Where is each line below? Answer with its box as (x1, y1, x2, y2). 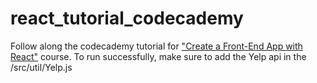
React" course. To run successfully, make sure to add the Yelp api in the (10, 50, 307, 62)
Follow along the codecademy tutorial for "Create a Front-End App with (10, 40, 303, 52)
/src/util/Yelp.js (10, 61, 73, 73)
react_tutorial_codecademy (10, 7, 244, 30)
